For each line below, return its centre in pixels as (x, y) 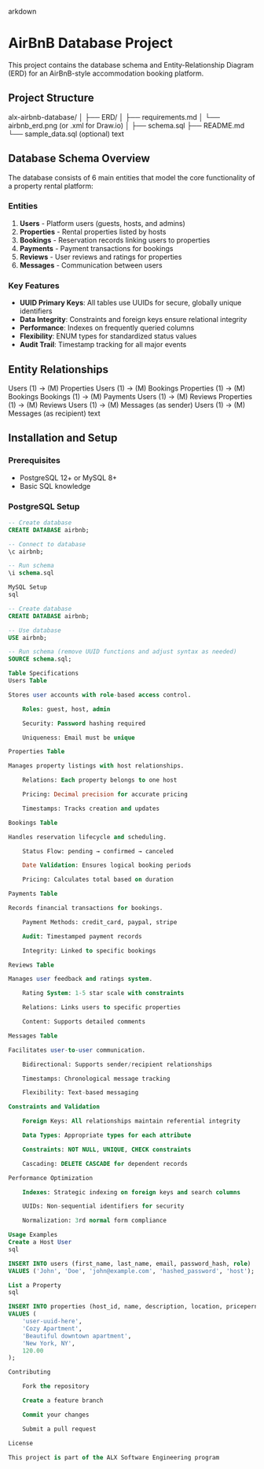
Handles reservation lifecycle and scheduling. (88, 837)
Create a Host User (40, 1242)
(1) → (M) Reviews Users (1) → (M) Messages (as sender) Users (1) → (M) (127, 405)
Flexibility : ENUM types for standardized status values (108, 336)
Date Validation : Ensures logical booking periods (107, 865)
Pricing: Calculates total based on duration (98, 880)
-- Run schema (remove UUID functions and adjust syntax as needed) (123, 652)
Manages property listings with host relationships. (96, 766)
